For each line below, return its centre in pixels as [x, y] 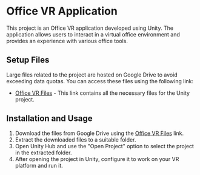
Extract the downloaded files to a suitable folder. [75, 139]
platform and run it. [39, 165]
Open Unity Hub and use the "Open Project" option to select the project [104, 146]
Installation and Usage [49, 119]
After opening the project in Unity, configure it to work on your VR [97, 159]
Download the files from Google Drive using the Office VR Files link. [99, 133]
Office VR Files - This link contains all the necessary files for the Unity [102, 93]
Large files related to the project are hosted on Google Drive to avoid [92, 75]
